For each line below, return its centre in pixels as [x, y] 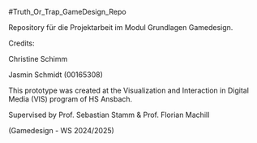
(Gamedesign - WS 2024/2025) [62, 130]
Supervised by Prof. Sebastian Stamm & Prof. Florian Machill [109, 115]
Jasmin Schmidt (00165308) [56, 75]
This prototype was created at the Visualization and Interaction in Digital [129, 90]
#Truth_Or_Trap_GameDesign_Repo [68, 12]
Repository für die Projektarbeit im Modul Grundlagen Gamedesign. [121, 27]
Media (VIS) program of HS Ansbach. [71, 99]
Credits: [21, 43]
